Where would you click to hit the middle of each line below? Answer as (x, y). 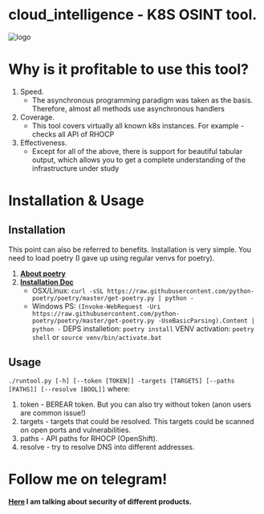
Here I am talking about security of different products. (100, 501)
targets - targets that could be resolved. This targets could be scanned (137, 421)
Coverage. (37, 117)
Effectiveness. (43, 143)
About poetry (43, 273)
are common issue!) (53, 413)
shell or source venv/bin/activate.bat (97, 337)
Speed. (32, 91)
